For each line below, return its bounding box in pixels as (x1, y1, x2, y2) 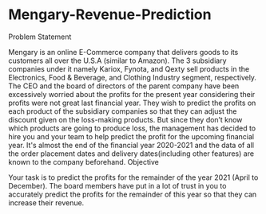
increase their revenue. (8, 197, 85, 208)
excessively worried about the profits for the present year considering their (8, 89, 256, 99)
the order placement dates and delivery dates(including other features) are (8, 149, 254, 158)
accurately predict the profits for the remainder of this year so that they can (8, 189, 257, 199)
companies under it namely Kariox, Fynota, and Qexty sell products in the (8, 64, 250, 73)
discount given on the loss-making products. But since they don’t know (8, 115, 243, 124)
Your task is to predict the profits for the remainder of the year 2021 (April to (8, 173, 259, 182)
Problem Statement (8, 32, 72, 41)
